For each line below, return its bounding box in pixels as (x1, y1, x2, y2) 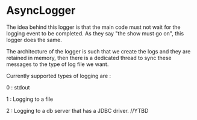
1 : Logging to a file (6, 95, 53, 103)
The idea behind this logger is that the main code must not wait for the (6, 23, 181, 31)
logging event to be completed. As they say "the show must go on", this (6, 29, 184, 37)
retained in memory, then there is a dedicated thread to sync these (6, 54, 172, 61)
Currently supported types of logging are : (6, 72, 111, 79)
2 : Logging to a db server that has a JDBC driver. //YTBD (6, 107, 149, 114)
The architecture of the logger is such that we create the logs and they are (6, 47, 191, 55)
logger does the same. (6, 36, 62, 43)
